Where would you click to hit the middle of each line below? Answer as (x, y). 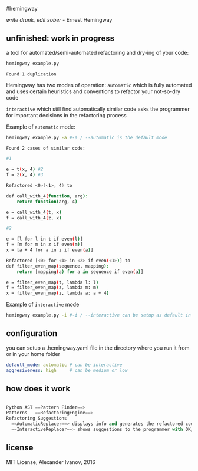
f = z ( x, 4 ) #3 (25, 175)
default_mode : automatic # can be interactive (64, 365)
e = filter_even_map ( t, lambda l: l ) (52, 282)
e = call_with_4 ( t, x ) (34, 212)
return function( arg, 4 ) (47, 202)
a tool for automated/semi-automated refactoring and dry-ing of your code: (98, 52)
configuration (32, 333)
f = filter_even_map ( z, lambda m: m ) (52, 288)
